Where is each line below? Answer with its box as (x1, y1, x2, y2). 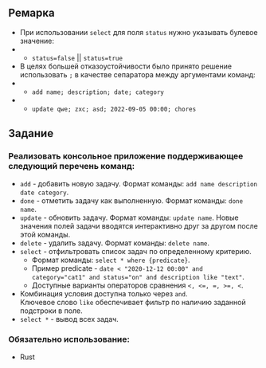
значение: (19, 36, 54, 45)
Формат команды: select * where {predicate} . (31, 255, 190, 264)
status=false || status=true (31, 53, 123, 62)
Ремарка (8, 6, 55, 20)
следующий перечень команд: (8, 161, 135, 172)
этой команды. (19, 229, 71, 239)
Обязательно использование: (8, 334, 130, 345)
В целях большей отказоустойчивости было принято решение (19, 61, 233, 71)
